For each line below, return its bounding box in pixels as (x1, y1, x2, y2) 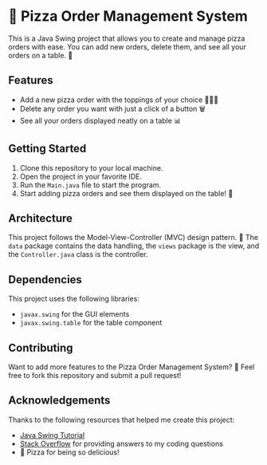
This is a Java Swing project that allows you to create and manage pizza (8, 33, 245, 43)
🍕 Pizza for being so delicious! (19, 447, 120, 457)
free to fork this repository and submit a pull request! (8, 371, 182, 380)
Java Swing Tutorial (19, 430, 85, 439)
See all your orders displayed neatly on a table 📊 (19, 116, 182, 125)
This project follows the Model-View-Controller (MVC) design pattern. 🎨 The (8, 233, 259, 242)
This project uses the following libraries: (8, 294, 139, 304)
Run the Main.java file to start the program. (19, 179, 162, 190)
